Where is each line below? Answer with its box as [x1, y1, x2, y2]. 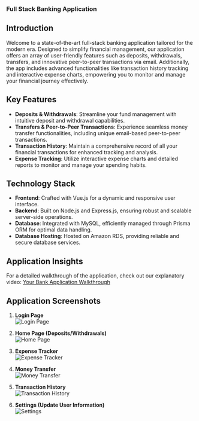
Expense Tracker [14, 347, 59, 355]
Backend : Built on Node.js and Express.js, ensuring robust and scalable [14, 207, 192, 214]
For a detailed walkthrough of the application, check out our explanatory [6, 272, 185, 279]
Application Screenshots [6, 295, 101, 306]
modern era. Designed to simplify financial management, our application [6, 45, 185, 53]
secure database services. [14, 239, 81, 246]
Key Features [6, 94, 57, 105]
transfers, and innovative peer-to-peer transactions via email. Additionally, [6, 58, 190, 65]
